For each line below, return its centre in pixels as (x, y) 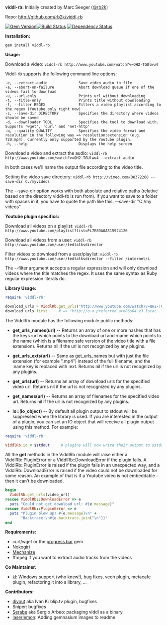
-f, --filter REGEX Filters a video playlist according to (83, 105)
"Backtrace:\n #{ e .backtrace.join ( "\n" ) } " (64, 518)
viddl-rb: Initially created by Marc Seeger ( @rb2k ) (57, 7)
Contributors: (19, 592)
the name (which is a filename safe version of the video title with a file (84, 341)
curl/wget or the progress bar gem (48, 542)
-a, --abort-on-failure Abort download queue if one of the (80, 87)
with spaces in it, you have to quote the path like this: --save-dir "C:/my (78, 201)
